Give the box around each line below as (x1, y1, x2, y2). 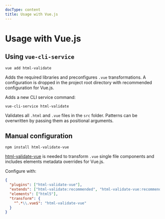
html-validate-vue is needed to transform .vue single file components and (5, 154, 155, 159)
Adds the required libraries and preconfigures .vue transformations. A (5, 74, 146, 80)
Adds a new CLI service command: (5, 94, 76, 100)
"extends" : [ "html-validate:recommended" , (9, 187, 98, 192)
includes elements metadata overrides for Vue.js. (5, 158, 105, 165)
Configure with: (5, 168, 37, 174)
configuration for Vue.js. (5, 85, 55, 91)
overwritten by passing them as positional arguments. (5, 118, 114, 124)
